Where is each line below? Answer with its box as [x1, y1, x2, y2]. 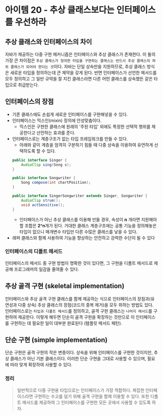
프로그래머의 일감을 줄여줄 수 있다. [14, 266, 79, 272]
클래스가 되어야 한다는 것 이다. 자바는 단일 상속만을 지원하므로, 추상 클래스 [10, 64, 146, 69]
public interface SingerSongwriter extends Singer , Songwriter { [12, 194, 147, 198]
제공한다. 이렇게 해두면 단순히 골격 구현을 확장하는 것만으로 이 [18, 314, 135, 320]
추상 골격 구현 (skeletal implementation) [5, 282, 125, 290]
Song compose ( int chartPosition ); [21, 180, 91, 185]
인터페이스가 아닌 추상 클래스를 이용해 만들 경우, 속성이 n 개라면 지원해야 [19, 217, 157, 222]
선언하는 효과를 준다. [36, 130, 75, 136]
